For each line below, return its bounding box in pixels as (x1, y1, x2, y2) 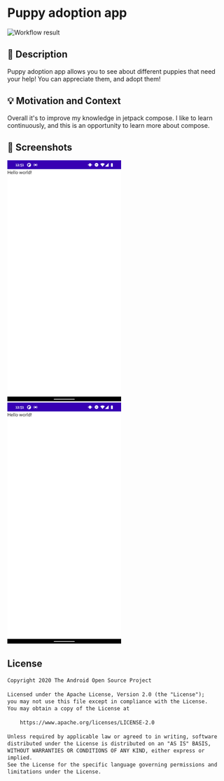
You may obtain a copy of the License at (7, 705, 130, 712)
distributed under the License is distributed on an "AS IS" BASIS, (7, 740, 211, 747)
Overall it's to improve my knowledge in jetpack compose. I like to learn (7, 114, 213, 122)
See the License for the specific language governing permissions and (7, 761, 218, 768)
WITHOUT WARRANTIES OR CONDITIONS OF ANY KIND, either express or (7, 747, 205, 754)
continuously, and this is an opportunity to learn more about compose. (7, 121, 210, 129)
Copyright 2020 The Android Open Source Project (7, 677, 152, 684)
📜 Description (7, 48, 68, 60)
